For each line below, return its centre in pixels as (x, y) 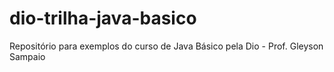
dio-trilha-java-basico (103, 18)
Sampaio (27, 56)
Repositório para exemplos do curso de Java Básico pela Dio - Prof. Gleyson (166, 46)
